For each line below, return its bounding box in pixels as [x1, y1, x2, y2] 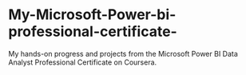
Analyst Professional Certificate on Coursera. [8, 57, 157, 67]
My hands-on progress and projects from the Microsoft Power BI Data [8, 49, 238, 58]
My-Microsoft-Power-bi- [8, 6, 177, 24]
